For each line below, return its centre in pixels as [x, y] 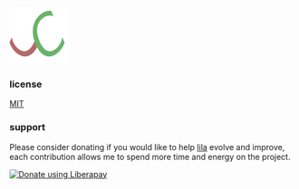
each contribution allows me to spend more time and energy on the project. [150, 156]
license [26, 84]
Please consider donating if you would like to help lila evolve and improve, [147, 146]
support [27, 128]
